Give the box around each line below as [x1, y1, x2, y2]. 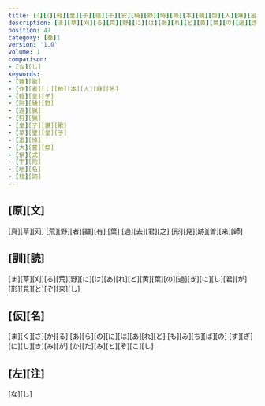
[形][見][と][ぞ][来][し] [8, 284, 80, 293]
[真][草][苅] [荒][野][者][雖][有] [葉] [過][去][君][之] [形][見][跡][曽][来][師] [8, 226, 243, 236]
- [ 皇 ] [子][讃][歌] [8, 121, 68, 129]
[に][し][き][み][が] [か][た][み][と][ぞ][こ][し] [8, 341, 154, 351]
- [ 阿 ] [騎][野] [8, 99, 55, 107]
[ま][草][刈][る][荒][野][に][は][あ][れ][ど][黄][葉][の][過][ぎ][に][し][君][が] [8, 274, 248, 284]
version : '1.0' [8, 41, 58, 49]
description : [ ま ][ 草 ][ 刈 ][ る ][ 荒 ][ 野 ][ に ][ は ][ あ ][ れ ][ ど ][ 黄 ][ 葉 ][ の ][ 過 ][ [8, 19, 252, 27]
